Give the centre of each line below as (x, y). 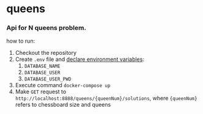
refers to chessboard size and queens (63, 105)
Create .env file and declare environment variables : (80, 59)
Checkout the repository (46, 53)
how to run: (21, 41)
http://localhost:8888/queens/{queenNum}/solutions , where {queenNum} (106, 98)
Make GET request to (41, 92)
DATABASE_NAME (42, 66)
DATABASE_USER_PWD (48, 79)
